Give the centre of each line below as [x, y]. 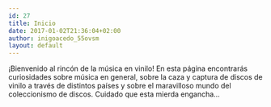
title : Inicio [32, 23]
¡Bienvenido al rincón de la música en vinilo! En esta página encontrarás [128, 68]
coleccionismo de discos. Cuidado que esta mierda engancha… [114, 94]
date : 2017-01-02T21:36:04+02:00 [65, 31]
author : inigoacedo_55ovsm [54, 38]
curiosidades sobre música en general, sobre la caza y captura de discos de [135, 77]
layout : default [36, 46]
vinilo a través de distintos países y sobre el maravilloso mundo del [120, 86]
